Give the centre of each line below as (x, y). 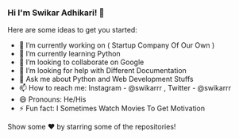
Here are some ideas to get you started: (73, 30)
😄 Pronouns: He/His (52, 99)
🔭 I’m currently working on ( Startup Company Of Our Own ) (117, 45)
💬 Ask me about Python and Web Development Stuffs (106, 79)
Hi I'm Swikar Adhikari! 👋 (56, 13)
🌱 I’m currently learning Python (69, 54)
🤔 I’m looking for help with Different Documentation (103, 71)
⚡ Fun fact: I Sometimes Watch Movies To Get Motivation (112, 108)
